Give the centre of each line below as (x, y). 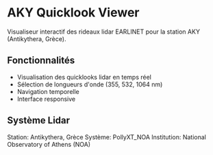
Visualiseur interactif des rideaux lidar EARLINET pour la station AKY (104, 32)
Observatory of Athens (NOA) (49, 144)
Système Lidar (39, 120)
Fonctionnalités (41, 61)
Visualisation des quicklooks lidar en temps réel (84, 77)
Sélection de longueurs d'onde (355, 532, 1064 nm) (90, 84)
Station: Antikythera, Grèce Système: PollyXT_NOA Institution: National (107, 137)
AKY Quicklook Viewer (73, 13)
